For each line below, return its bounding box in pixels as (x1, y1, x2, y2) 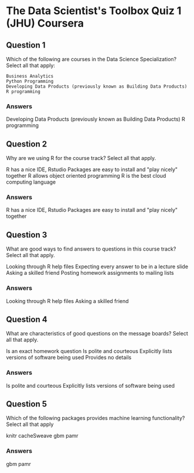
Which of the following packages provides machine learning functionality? (6, 415, 185, 422)
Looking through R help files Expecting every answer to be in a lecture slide (6, 263, 189, 270)
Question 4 (6, 314, 48, 324)
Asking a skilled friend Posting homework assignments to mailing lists (6, 269, 174, 277)
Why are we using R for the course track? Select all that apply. (6, 155, 156, 162)
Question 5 (6, 399, 47, 409)
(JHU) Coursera (6, 16, 84, 30)
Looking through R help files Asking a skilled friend (6, 297, 129, 304)
